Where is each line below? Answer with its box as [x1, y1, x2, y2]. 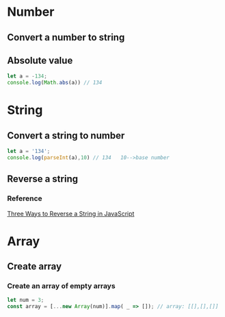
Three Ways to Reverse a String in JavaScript [7, 209, 135, 218]
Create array [7, 261, 62, 272]
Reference [7, 193, 42, 203]
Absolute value [7, 54, 73, 66]
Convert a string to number [7, 130, 125, 141]
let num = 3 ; [7, 296, 44, 304]
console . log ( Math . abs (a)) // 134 [7, 80, 103, 86]
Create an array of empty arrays [7, 281, 116, 291]
